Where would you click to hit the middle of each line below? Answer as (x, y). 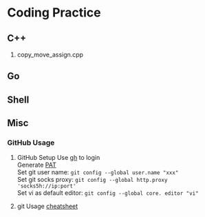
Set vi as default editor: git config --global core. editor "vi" (108, 193)
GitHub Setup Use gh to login (58, 158)
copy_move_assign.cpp (50, 54)
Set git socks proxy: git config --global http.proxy (92, 180)
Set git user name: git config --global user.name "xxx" (98, 172)
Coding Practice (54, 13)
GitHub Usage (31, 143)
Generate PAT (36, 165)
